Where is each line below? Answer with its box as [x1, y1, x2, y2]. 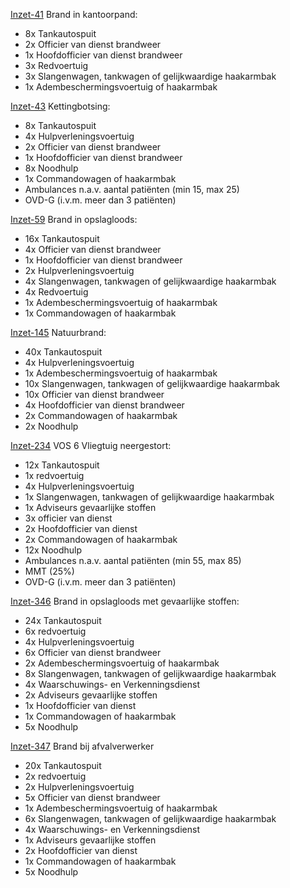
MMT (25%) [24, 565, 75, 577]
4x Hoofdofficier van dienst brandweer [24, 399, 185, 411]
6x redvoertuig [24, 625, 87, 637]
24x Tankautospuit [24, 615, 102, 626]
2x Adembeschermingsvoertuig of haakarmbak [24, 657, 220, 669]
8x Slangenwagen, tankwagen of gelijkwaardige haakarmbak [24, 668, 277, 679]
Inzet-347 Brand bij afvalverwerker [10, 740, 155, 752]
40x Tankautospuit [24, 346, 103, 358]
